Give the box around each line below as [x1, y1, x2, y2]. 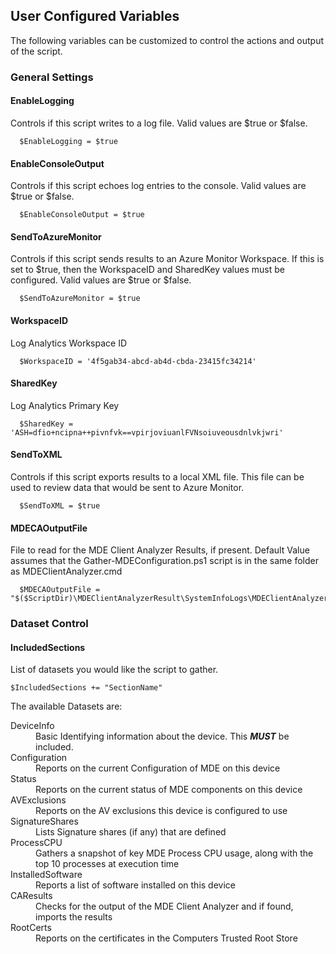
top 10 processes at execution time [35, 858, 180, 870]
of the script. [10, 45, 63, 57]
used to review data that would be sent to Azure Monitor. [10, 481, 245, 493]
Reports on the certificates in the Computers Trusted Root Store [35, 932, 298, 944]
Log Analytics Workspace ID [10, 337, 128, 349]
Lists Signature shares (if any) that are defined [35, 826, 227, 838]
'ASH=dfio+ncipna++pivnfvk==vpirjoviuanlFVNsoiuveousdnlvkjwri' [10, 427, 284, 438]
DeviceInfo [10, 720, 55, 732]
